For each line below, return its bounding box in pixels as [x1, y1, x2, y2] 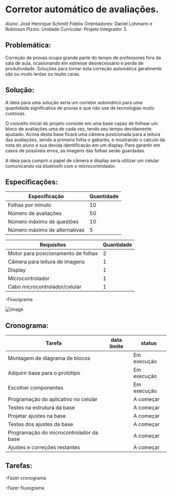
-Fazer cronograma [5, 475, 47, 481]
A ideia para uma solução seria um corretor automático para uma [5, 99, 142, 106]
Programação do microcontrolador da [8, 429, 98, 437]
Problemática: [5, 41, 51, 50]
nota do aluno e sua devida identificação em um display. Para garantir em [5, 142, 160, 148]
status [140, 340, 157, 347]
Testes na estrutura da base [8, 404, 75, 411]
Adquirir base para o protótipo [8, 369, 80, 376]
